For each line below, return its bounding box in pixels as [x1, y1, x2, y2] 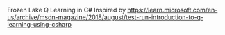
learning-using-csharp [7, 21, 72, 28]
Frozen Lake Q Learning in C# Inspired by [7, 6, 126, 14]
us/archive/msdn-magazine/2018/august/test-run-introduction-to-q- [7, 13, 203, 21]
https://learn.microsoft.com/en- [127, 6, 218, 14]
